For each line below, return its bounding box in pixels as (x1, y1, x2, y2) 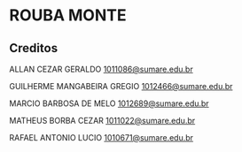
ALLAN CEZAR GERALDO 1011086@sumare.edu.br (9, 64, 193, 74)
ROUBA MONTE (9, 5, 127, 26)
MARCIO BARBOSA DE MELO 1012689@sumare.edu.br (9, 98, 210, 109)
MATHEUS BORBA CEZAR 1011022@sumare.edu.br (9, 116, 196, 125)
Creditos (9, 41, 59, 56)
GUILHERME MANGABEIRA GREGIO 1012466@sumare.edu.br (9, 81, 233, 91)
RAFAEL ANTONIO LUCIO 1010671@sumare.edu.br (9, 133, 193, 142)
